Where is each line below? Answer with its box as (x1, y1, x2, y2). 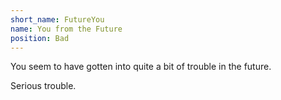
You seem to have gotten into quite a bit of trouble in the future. (10, 61, 272, 73)
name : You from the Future (10, 24, 123, 34)
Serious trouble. (10, 80, 77, 92)
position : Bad (10, 33, 70, 43)
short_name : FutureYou (10, 14, 105, 25)
